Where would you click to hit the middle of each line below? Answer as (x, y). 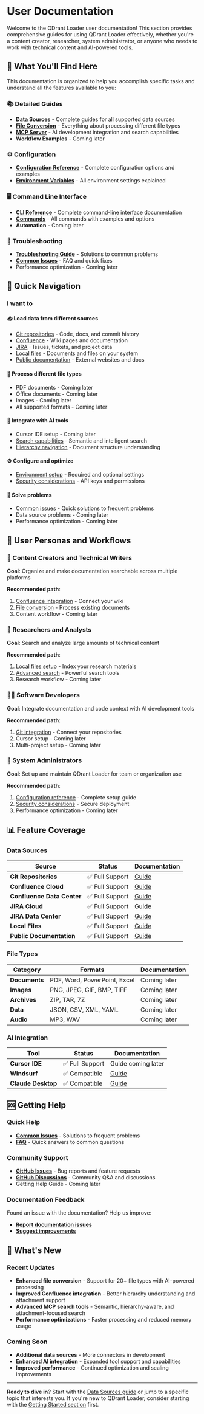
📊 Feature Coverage (46, 830)
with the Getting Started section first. (53, 1405)
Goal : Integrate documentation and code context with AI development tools (100, 708)
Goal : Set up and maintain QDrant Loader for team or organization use (94, 774)
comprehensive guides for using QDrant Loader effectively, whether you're (100, 34)
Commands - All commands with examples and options (85, 219)
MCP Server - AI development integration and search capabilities (97, 133)
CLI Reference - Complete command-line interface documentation (99, 212)
